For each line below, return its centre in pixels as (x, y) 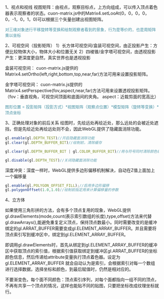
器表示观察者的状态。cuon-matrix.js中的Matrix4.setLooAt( (63, 13)
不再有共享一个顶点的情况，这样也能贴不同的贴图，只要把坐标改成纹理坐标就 (82, 286)
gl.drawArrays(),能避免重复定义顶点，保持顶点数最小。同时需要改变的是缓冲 (81, 223)
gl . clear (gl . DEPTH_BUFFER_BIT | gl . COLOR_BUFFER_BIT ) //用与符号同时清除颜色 (81, 151)
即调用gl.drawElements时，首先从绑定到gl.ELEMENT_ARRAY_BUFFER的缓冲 (81, 245)
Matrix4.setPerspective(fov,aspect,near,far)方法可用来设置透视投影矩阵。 (79, 91)
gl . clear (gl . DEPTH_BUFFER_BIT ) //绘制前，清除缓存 (54, 143)
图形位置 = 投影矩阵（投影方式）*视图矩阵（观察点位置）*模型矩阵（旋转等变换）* (82, 107)
